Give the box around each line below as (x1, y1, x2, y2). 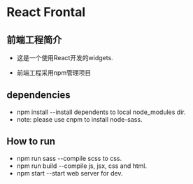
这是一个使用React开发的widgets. (16, 54, 113, 62)
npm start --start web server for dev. (16, 169, 123, 177)
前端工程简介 (6, 34, 62, 45)
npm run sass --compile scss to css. (16, 154, 122, 162)
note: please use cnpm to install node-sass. (16, 115, 143, 123)
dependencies (6, 89, 71, 101)
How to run (6, 136, 56, 148)
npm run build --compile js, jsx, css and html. (16, 162, 148, 170)
